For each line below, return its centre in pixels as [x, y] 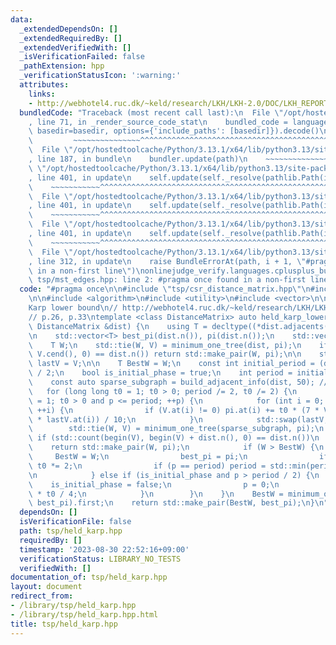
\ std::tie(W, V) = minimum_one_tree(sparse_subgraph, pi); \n [176, 429]
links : [42, 94]
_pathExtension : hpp [62, 66]
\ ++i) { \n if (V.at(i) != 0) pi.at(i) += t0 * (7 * [174, 410]
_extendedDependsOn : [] [68, 29]
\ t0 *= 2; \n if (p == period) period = [147, 466]
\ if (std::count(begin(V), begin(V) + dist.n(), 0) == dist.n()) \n [174, 438]
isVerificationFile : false [75, 522]
